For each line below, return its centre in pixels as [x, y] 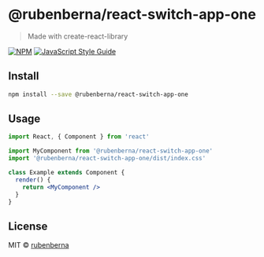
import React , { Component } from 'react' [79, 137]
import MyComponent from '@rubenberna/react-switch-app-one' [111, 151]
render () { [33, 180]
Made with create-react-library [78, 36]
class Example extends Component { [67, 173]
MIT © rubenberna [39, 245]
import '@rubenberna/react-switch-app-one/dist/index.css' [107, 159]
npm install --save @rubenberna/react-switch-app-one [99, 94]
